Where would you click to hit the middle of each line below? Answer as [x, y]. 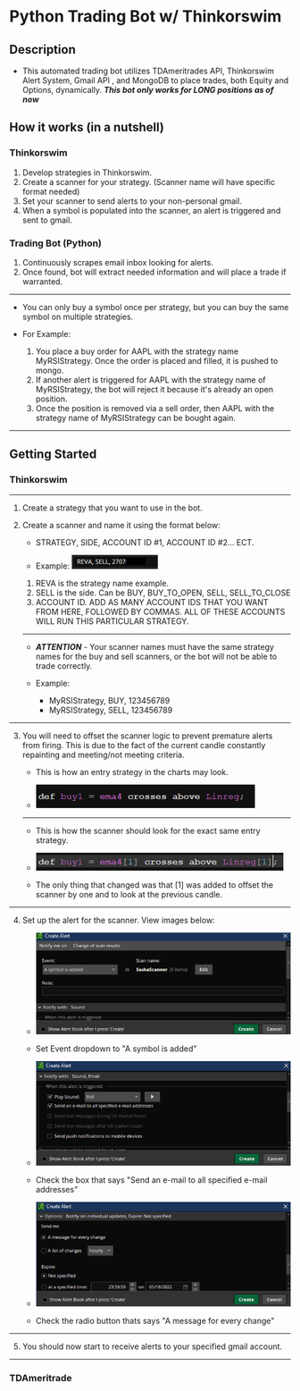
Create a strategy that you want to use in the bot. [112, 508]
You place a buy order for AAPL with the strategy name [137, 351]
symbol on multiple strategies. [78, 316]
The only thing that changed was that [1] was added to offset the [154, 885]
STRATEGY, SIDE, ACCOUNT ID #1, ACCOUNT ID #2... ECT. [145, 542]
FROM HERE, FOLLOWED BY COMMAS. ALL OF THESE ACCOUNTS [160, 611]
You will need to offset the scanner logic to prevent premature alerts [147, 736]
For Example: [46, 333]
